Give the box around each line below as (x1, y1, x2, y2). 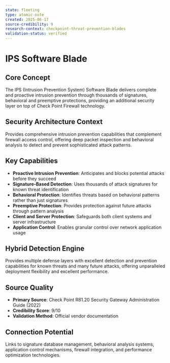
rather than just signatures (12, 197, 68, 203)
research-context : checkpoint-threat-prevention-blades (5, 26, 126, 32)
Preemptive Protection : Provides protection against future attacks (12, 202, 151, 208)
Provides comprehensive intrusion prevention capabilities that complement (5, 131, 162, 137)
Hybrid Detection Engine (5, 245, 85, 253)
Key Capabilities (5, 157, 58, 165)
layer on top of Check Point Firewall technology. (5, 103, 106, 109)
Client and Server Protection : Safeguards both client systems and (12, 213, 152, 219)
